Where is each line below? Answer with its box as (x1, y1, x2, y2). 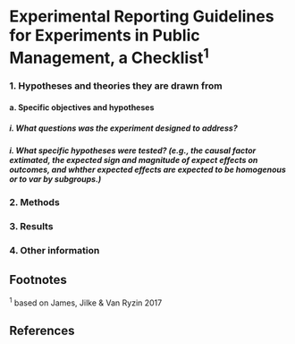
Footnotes (9, 271, 67, 288)
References (9, 323, 75, 339)
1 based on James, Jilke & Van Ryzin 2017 (9, 296, 163, 308)
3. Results (9, 220, 54, 233)
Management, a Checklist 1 (9, 45, 210, 68)
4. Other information (9, 245, 100, 257)
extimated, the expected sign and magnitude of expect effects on (9, 155, 258, 165)
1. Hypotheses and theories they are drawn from (9, 80, 223, 92)
